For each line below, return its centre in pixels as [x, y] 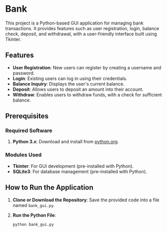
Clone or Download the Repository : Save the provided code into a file [86, 200]
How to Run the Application [49, 187]
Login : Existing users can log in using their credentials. [70, 78]
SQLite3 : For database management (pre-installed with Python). [80, 171]
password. [24, 73]
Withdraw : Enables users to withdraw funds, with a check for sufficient [87, 94]
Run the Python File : [34, 215]
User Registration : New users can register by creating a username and [87, 67]
